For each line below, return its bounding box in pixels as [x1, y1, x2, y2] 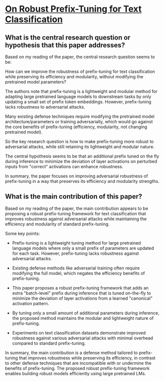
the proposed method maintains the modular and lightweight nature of [12, 315, 154, 321]
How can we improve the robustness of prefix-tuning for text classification [5, 68, 155, 74]
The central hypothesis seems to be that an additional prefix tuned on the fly [5, 153, 160, 159]
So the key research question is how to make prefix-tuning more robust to [5, 138, 154, 144]
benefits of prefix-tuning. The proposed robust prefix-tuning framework [5, 365, 150, 371]
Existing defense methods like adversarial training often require [12, 265, 140, 271]
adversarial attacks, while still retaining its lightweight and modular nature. [5, 144, 155, 150]
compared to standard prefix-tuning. [12, 340, 86, 346]
